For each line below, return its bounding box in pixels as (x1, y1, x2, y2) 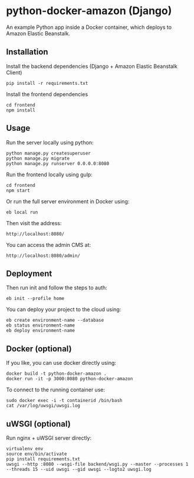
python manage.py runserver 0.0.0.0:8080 (6, 160, 110, 166)
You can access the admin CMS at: (6, 241, 91, 248)
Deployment (6, 268, 52, 278)
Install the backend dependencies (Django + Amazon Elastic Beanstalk (6, 62, 178, 70)
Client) (6, 69, 22, 76)
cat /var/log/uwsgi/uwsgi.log (6, 403, 81, 409)
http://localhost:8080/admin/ (6, 252, 81, 259)
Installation (6, 47, 48, 57)
